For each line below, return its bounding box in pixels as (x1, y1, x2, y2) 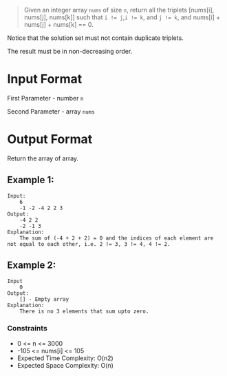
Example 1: (7, 174, 54, 186)
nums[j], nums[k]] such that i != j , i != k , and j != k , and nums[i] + (23, 13, 221, 21)
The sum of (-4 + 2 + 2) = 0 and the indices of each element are (19, 234, 214, 242)
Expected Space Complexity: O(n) (17, 361, 113, 369)
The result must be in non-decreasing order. (7, 48, 133, 55)
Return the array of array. (7, 154, 79, 163)
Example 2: (7, 260, 56, 271)
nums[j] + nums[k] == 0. (23, 21, 94, 28)
